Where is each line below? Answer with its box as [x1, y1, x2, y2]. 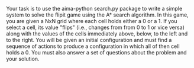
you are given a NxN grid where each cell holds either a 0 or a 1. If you [6, 18, 177, 24]
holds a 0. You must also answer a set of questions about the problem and [6, 49, 187, 56]
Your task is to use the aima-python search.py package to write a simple [6, 5, 183, 12]
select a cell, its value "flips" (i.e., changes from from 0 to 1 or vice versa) [6, 24, 185, 31]
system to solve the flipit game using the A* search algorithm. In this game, [6, 11, 189, 18]
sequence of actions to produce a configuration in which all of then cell [6, 43, 180, 50]
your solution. [6, 56, 40, 62]
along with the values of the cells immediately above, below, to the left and [6, 30, 188, 37]
